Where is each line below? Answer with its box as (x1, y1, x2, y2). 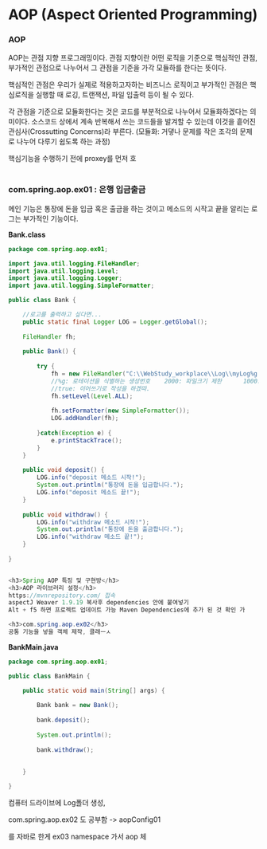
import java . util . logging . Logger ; (8, 274, 123, 282)
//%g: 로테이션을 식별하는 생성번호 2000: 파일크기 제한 (50, 377, 222, 385)
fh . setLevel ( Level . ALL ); (50, 392, 133, 400)
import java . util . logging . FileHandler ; (8, 259, 141, 268)
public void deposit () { (22, 466, 105, 474)
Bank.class (8, 230, 46, 239)
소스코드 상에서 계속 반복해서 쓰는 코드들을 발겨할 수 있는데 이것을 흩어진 (31, 117, 257, 127)
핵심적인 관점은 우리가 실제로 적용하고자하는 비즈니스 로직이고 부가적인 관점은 (8, 80, 249, 89)
